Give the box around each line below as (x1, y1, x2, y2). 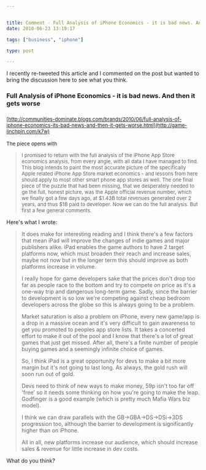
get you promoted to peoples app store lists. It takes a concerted (21, 326, 185, 333)
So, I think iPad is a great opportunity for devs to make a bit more (21, 357, 186, 365)
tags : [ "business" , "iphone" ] (6, 36, 84, 43)
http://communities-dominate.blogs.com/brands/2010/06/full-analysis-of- (8, 116, 182, 123)
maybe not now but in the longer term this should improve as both (21, 256, 188, 264)
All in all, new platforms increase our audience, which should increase (21, 439, 198, 446)
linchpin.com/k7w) (6, 128, 50, 135)
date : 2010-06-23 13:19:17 (6, 25, 75, 31)
